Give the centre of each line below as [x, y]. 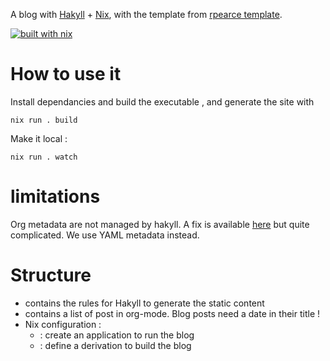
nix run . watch [44, 157]
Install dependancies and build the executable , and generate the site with [162, 101]
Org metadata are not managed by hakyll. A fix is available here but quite [160, 224]
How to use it [66, 74]
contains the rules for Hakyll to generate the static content [144, 303]
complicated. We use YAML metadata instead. [105, 235]
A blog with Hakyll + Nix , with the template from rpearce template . [146, 14]
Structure [51, 275]
